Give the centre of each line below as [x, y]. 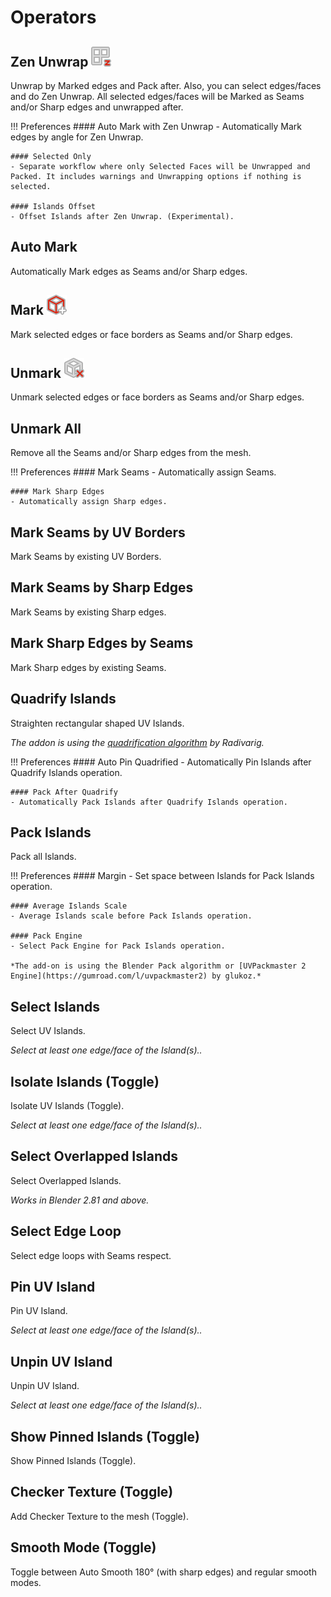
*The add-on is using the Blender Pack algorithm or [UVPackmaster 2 [158, 966]
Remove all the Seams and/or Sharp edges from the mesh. [131, 453]
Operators [53, 17]
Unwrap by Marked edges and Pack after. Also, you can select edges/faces [166, 85]
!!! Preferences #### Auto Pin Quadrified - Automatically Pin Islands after [161, 762]
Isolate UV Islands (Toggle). [67, 1105]
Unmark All [46, 428]
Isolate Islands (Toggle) [85, 1081]
